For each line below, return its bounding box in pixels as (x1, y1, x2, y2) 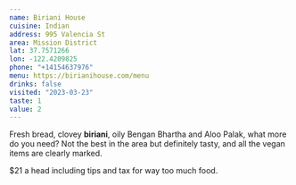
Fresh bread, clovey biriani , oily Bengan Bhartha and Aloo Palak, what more (9, 129, 287, 139)
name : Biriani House (9, 13, 86, 22)
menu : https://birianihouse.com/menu (9, 71, 150, 80)
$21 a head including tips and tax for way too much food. (9, 165, 218, 176)
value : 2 (9, 105, 42, 114)
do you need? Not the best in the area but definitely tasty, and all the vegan (9, 139, 285, 149)
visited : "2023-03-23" (9, 88, 94, 97)
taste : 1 (9, 96, 42, 105)
